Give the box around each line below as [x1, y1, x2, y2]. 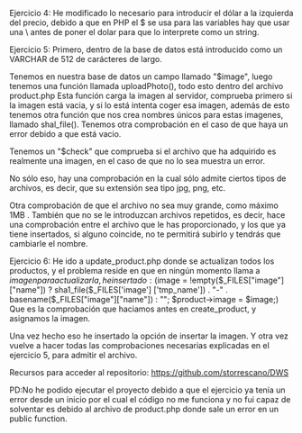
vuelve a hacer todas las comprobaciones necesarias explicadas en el [9, 340, 270, 350]
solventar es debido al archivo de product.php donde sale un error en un [9, 404, 279, 414]
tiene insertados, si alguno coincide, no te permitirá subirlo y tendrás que [9, 229, 281, 239]
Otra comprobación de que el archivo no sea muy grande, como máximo [9, 200, 279, 211]
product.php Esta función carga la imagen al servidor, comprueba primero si [9, 90, 293, 101]
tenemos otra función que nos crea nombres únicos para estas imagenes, [9, 110, 284, 120]
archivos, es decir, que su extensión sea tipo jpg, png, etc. [9, 183, 226, 193]
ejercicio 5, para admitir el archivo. [9, 350, 138, 360]
